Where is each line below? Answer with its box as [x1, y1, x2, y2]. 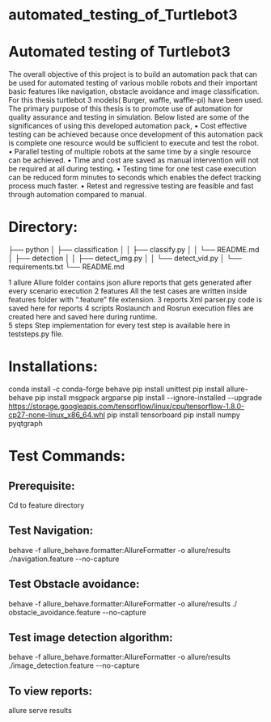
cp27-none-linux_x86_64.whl [8, 410, 105, 420]
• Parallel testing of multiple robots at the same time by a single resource [8, 147, 252, 157]
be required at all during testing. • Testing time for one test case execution [8, 164, 256, 174]
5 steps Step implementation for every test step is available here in [8, 321, 231, 331]
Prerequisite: [8, 479, 75, 492]
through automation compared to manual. [8, 190, 147, 200]
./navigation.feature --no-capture [8, 554, 120, 564]
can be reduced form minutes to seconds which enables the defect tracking [8, 172, 261, 183]
